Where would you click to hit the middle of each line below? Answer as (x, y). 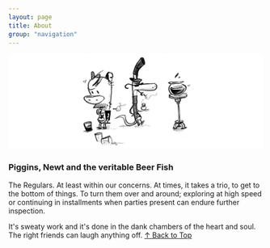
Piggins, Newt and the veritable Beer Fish (91, 167)
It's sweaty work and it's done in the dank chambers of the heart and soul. (132, 226)
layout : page (30, 17)
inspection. (27, 211)
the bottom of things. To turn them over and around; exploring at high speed (135, 193)
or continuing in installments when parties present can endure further (124, 202)
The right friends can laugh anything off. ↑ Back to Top (100, 235)
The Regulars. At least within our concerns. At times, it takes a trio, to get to (134, 185)
